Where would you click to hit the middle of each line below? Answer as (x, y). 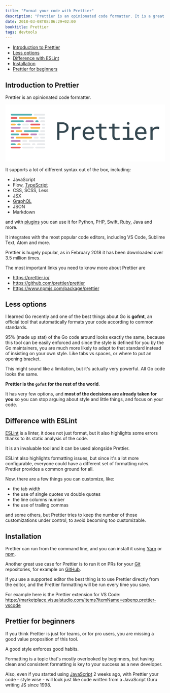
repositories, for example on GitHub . (43, 569)
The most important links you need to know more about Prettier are (75, 268)
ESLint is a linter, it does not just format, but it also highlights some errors (82, 433)
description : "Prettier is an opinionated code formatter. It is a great (85, 16)
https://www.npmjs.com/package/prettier (56, 288)
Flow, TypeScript (30, 185)
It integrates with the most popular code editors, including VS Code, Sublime (85, 237)
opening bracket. (23, 359)
